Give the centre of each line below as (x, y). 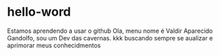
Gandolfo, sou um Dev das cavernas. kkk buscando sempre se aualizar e (110, 38)
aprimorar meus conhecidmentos (54, 45)
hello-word (39, 12)
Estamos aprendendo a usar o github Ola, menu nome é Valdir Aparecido (110, 31)
